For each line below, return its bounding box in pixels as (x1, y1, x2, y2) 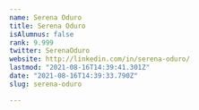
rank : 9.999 (9, 38, 54, 47)
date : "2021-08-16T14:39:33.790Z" (9, 72, 139, 80)
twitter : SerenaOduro (9, 47, 91, 55)
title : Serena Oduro (9, 21, 87, 30)
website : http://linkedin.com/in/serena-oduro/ (9, 55, 191, 63)
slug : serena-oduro (9, 80, 82, 89)
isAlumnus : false (9, 30, 74, 38)
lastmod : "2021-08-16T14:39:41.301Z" (9, 63, 151, 72)
